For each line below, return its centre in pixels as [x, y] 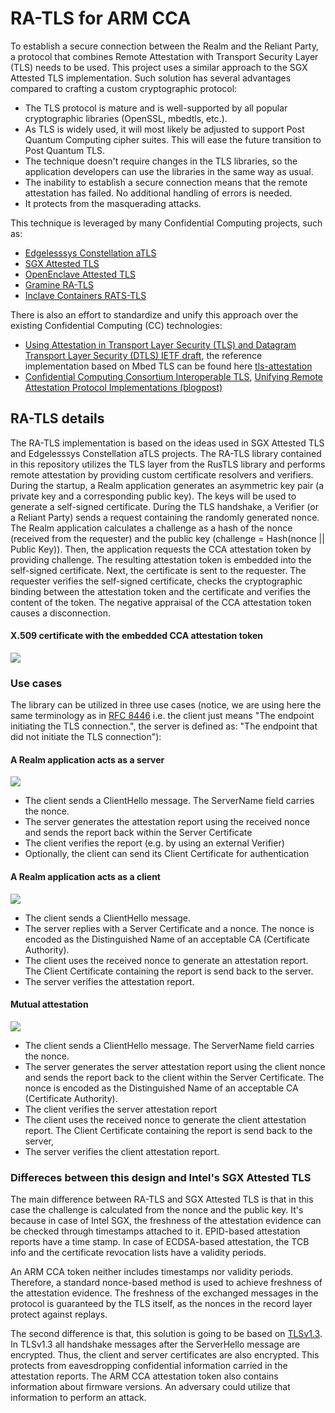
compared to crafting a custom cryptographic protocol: [124, 88]
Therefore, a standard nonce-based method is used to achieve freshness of [166, 1283]
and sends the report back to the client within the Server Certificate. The [174, 1077]
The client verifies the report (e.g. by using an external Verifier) [154, 843]
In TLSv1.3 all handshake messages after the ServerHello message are [155, 1344]
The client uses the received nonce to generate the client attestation [165, 1119]
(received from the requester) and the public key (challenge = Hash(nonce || [167, 538]
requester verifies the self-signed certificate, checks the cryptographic [156, 581]
